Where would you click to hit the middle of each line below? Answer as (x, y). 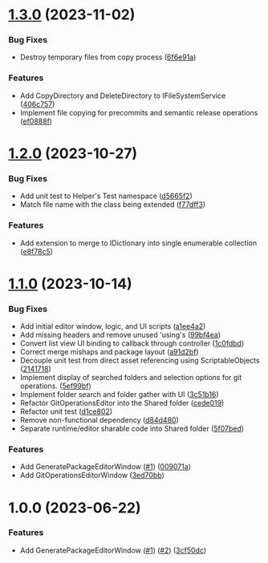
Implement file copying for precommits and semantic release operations (139, 112)
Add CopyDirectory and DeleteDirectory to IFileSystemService (123, 95)
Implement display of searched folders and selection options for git (131, 378)
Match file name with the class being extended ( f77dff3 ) (113, 205)
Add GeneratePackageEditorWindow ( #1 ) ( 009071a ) (105, 467)
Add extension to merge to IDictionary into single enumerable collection (138, 243)
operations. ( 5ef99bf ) (56, 386)
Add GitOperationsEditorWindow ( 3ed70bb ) (92, 476)
